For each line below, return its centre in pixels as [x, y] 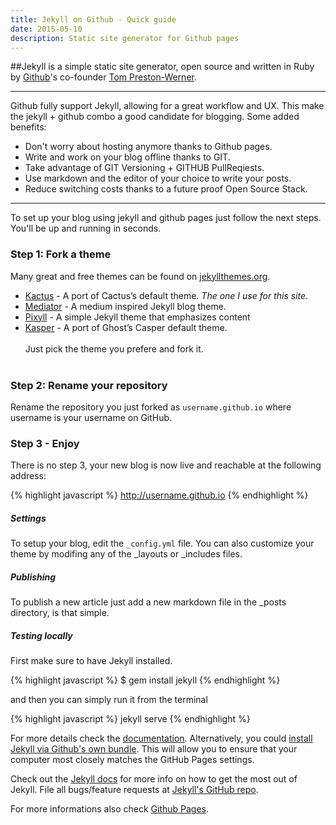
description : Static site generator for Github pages [125, 38]
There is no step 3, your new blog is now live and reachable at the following [166, 465]
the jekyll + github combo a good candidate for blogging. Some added [155, 117]
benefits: [28, 127]
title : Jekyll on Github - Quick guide [93, 19]
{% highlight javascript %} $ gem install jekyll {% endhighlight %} [145, 680]
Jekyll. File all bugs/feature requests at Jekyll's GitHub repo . [134, 790]
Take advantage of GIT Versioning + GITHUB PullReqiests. [144, 168]
